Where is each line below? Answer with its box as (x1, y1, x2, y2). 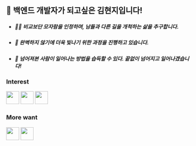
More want (6, 114, 38, 122)
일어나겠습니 (160, 55, 190, 62)
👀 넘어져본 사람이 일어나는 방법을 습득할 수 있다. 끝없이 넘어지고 (14, 55, 159, 62)
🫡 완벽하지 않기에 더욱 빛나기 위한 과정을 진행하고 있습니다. (14, 39, 149, 46)
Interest (6, 78, 30, 86)
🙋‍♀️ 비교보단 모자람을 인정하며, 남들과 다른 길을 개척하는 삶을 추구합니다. (14, 23, 179, 30)
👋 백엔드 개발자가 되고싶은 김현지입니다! (6, 5, 143, 16)
